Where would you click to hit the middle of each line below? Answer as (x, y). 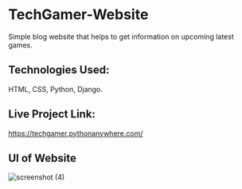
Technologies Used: (59, 70)
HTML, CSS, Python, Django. (56, 89)
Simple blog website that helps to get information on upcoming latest (121, 37)
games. (21, 44)
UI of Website (43, 158)
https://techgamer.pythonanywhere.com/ (76, 133)
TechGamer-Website (78, 15)
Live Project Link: (52, 114)
